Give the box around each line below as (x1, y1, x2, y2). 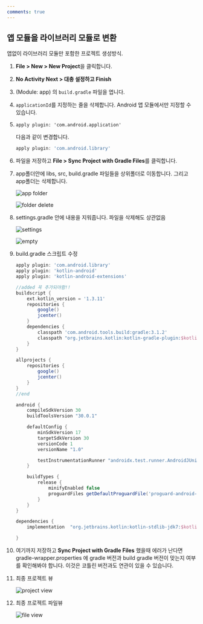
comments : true (7, 8, 45, 15)
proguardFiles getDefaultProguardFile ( (48, 490, 149, 496)
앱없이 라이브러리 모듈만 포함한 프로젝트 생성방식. (7, 50, 123, 57)
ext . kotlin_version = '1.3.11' (27, 296, 106, 302)
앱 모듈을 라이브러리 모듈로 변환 (7, 33, 117, 43)
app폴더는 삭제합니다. (15, 178, 68, 185)
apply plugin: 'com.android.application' (15, 122, 121, 128)
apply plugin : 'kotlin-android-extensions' (15, 273, 127, 280)
